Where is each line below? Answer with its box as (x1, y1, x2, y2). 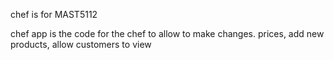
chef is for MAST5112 (10, 9, 98, 20)
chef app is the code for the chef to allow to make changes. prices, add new (10, 28, 325, 39)
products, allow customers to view (10, 39, 152, 50)
